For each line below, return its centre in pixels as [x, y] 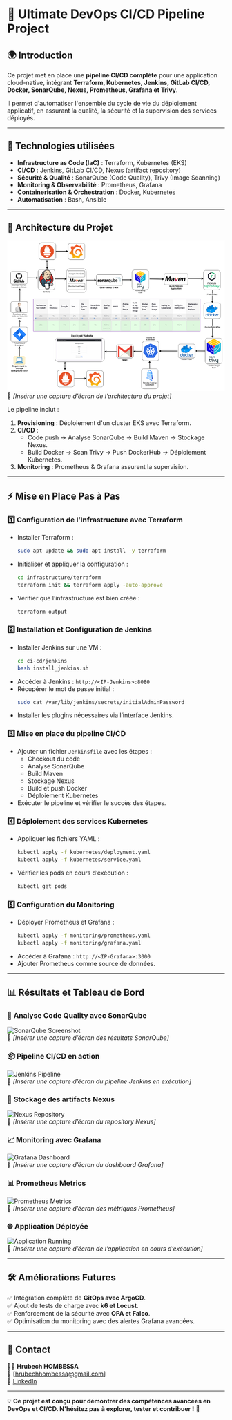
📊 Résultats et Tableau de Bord [76, 993]
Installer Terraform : [45, 538]
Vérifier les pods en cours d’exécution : [73, 873]
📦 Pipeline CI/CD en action [54, 1057]
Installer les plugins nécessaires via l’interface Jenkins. [95, 715]
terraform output [42, 612]
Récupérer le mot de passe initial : [66, 689]
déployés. [21, 118]
